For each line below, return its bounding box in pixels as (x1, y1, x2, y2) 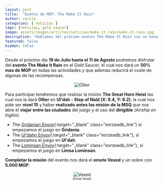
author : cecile (5, 16, 36, 21)
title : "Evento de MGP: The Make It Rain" (5, 12, 95, 17)
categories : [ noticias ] (5, 21, 58, 26)
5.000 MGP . (5, 162, 30, 168)
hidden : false (5, 43, 34, 48)
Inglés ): (5, 112, 20, 118)
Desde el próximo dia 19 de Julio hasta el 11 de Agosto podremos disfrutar (5, 57, 155, 62)
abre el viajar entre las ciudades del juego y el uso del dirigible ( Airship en (5, 107, 156, 113)
